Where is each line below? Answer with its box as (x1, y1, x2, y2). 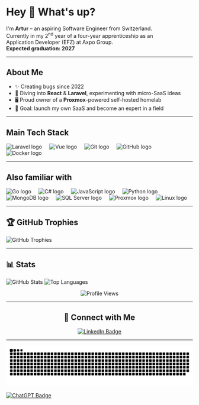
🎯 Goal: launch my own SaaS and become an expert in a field (14, 105, 164, 112)
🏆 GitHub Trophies (6, 218, 79, 228)
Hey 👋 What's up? (6, 5, 96, 19)
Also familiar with (6, 172, 72, 182)
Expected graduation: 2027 (6, 44, 75, 52)
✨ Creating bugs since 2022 (14, 83, 84, 90)
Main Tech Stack (6, 127, 69, 138)
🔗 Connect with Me (63, 313, 136, 323)
